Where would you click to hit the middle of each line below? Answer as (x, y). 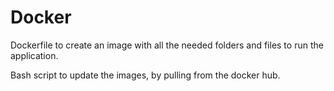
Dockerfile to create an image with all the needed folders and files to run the (167, 45)
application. (34, 55)
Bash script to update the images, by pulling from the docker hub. (145, 75)
